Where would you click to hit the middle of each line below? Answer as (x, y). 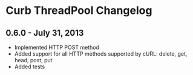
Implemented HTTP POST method (57, 47)
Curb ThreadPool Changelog (79, 11)
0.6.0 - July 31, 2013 (45, 33)
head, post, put (33, 60)
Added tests (30, 67)
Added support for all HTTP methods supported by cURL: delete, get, (101, 54)
